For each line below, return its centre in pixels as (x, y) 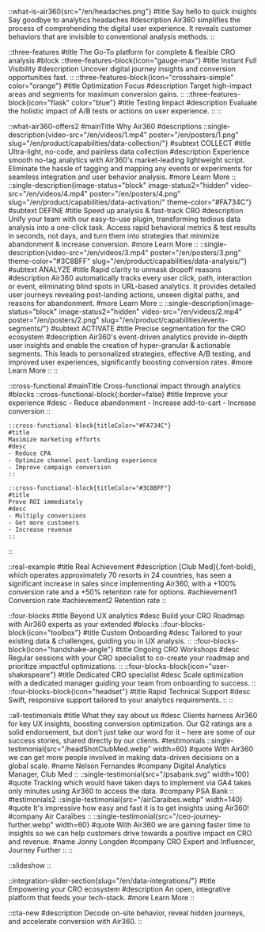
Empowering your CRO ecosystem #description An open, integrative (119, 889)
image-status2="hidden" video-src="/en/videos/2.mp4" (151, 311)
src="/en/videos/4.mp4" (48, 194)
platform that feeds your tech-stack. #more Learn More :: (102, 898)
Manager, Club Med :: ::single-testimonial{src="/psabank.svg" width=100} (129, 774)
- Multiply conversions (47, 516)
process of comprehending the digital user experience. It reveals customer (130, 28)
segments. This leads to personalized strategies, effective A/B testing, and (129, 353)
